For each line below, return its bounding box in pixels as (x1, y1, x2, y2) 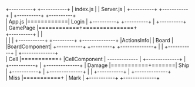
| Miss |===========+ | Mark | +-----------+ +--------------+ (5, 74, 160, 81)
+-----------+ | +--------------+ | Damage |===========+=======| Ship (5, 62, 190, 69)
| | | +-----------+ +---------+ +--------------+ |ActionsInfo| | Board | (5, 37, 174, 43)
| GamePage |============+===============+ (5, 24, 137, 31)
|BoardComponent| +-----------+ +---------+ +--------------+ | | (5, 43, 164, 50)
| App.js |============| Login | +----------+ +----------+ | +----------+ (5, 18, 187, 25)
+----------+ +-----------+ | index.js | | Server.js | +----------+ (5, 6, 158, 12)
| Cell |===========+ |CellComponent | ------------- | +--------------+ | (5, 56, 186, 62)
